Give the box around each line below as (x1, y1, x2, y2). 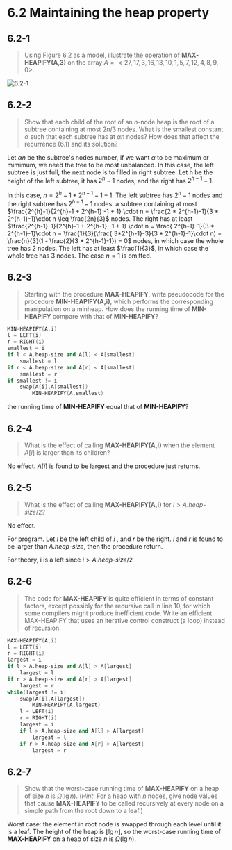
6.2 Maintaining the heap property (7, 5, 210, 21)
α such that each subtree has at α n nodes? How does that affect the (24, 132, 220, 140)
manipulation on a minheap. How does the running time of (24, 304, 191, 313)
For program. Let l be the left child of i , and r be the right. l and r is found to (7, 535, 224, 543)
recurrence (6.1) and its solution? (24, 140, 118, 148)
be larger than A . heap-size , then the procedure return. (7, 542, 163, 550)
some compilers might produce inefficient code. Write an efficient (24, 609, 213, 617)
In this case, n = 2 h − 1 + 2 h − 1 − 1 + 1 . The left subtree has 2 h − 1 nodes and (7, 190, 223, 199)
